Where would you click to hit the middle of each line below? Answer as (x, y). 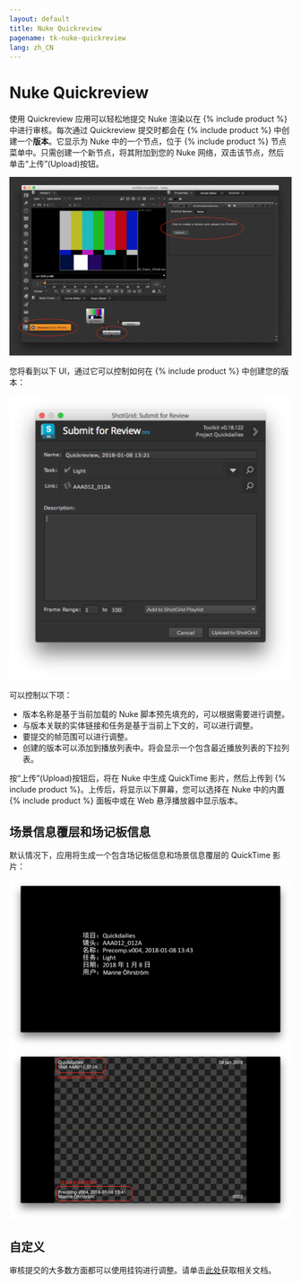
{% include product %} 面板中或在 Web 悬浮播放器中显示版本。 (126, 801)
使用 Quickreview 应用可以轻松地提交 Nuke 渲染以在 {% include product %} (149, 119)
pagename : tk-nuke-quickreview (68, 38)
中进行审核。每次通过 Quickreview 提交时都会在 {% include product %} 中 (146, 130)
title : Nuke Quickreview (56, 28)
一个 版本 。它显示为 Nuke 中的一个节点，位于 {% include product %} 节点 (151, 142)
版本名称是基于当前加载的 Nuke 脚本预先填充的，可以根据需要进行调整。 (156, 714)
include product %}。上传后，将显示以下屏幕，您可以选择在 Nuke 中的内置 (147, 790)
